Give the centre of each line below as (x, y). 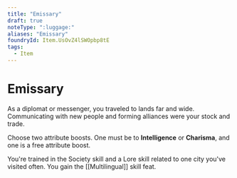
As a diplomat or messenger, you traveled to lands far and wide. (101, 108)
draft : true (25, 21)
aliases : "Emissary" (38, 34)
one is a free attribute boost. (49, 145)
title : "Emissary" (35, 14)
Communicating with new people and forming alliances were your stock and (119, 116)
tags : (15, 47)
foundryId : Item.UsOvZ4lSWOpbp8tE (59, 41)
